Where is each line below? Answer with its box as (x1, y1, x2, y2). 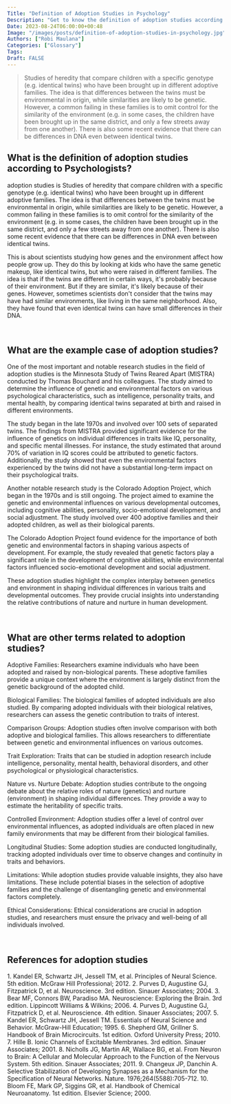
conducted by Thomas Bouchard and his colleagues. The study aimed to (7, 377, 213, 386)
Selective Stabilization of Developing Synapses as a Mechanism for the (7, 1067, 208, 1075)
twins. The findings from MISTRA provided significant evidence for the (7, 427, 207, 435)
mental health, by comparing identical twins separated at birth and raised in (7, 399, 221, 408)
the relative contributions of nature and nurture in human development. (7, 599, 208, 607)
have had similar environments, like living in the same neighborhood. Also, (7, 296, 217, 305)
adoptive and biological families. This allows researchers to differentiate (7, 731, 211, 740)
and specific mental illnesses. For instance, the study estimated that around (7, 441, 221, 450)
